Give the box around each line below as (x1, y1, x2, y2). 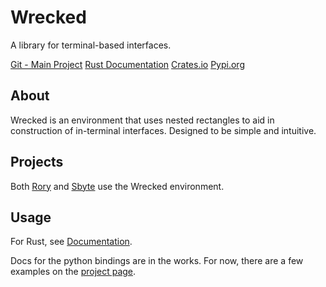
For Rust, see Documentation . (10, 236, 133, 248)
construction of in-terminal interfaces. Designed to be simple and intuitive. (10, 124, 317, 136)
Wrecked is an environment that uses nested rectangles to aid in (10, 114, 275, 126)
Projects (10, 154, 64, 171)
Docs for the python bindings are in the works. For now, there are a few (10, 255, 304, 267)
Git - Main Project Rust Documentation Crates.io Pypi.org (10, 58, 245, 70)
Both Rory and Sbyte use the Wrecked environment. (10, 180, 225, 192)
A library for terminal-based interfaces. (10, 39, 172, 51)
